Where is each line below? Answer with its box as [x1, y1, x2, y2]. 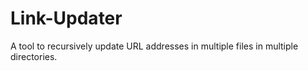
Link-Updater [10, 7, 123, 30]
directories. [10, 50, 58, 62]
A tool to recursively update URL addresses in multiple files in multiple [10, 40, 299, 52]
